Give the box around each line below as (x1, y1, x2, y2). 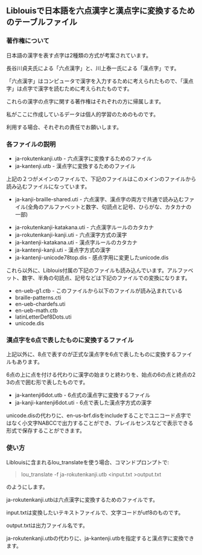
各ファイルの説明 (6, 140, 56, 148)
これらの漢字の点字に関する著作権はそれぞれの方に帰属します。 (6, 97, 165, 105)
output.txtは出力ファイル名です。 (6, 522, 89, 529)
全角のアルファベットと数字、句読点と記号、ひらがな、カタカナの (27, 203, 192, 210)
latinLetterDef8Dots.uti (14, 313, 72, 320)
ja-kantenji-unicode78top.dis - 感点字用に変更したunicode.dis (14, 253, 169, 261)
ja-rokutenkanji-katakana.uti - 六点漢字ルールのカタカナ (14, 223, 154, 231)
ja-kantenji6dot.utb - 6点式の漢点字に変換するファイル (14, 392, 151, 399)
